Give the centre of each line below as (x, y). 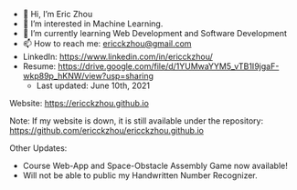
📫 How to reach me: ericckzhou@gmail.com (107, 44)
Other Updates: (38, 148)
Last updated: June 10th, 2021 (93, 85)
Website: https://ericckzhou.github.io (79, 103)
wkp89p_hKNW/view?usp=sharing (88, 76)
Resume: (39, 66)
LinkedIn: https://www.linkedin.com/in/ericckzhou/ (117, 56)
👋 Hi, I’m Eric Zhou (58, 14)
